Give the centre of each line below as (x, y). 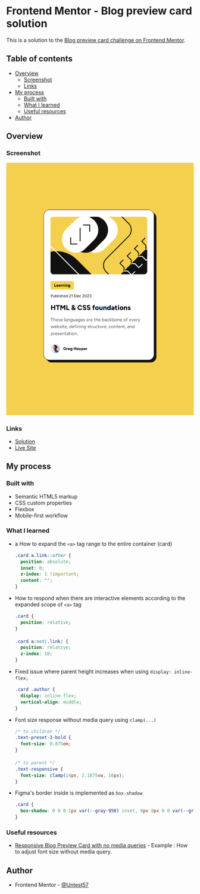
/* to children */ (37, 731)
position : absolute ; (46, 562)
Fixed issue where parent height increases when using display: (93, 672)
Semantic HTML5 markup (46, 496)
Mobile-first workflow (41, 515)
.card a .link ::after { (43, 555)
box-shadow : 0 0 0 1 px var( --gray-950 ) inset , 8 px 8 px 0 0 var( (102, 811)
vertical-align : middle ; (51, 702)
